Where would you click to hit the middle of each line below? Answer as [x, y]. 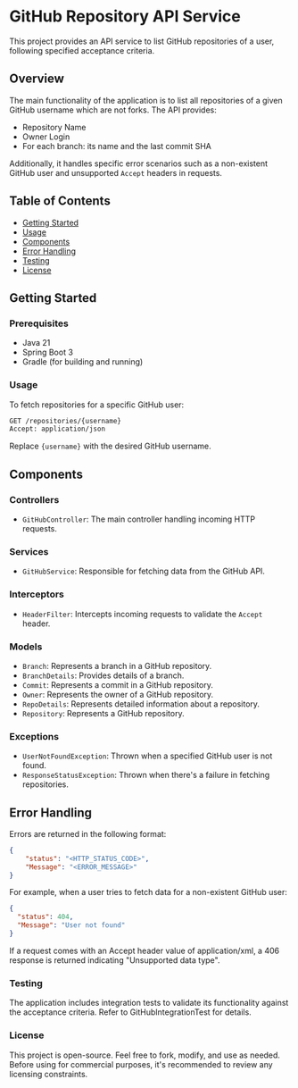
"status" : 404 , [46, 917]
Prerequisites [39, 323]
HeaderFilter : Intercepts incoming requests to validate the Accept [142, 614]
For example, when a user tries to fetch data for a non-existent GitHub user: [149, 892]
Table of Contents [60, 201]
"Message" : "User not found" [71, 925]
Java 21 [36, 343]
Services [29, 551]
